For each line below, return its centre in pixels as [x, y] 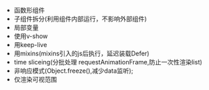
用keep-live [30, 45]
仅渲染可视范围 [35, 79]
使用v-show [31, 36]
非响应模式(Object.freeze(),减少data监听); [73, 71]
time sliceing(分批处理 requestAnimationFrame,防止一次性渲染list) [108, 62]
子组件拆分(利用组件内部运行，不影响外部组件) [80, 19]
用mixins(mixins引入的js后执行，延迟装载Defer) [82, 53]
